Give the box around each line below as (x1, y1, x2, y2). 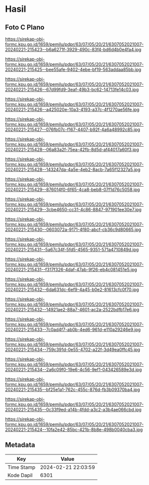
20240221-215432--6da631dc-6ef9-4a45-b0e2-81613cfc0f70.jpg (5, 287, 139, 292)
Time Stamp (7, 464, 36, 471)
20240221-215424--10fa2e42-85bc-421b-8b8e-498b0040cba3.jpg (5, 427, 143, 432)
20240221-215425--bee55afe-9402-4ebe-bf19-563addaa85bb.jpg (5, 66, 141, 72)
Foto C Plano (5, 23, 45, 32)
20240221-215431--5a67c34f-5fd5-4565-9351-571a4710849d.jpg (5, 247, 139, 252)
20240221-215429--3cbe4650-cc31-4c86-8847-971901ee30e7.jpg (5, 207, 142, 212)
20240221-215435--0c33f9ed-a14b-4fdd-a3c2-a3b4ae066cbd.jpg (5, 407, 142, 412)
